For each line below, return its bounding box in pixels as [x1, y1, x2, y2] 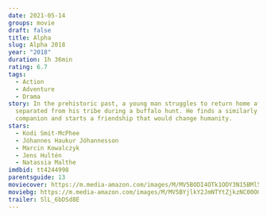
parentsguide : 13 [8, 173, 66, 182]
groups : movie [8, 19, 56, 27]
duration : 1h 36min [8, 56, 73, 64]
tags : [8, 70, 26, 78]
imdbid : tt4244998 [8, 166, 69, 174]
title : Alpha [8, 33, 52, 42]
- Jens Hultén [15, 151, 62, 159]
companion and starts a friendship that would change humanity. [15, 115, 233, 123]
